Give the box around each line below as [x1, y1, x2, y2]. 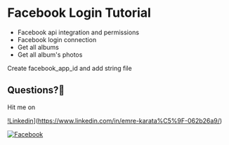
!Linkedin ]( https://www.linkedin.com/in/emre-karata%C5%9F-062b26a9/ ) [7, 116, 223, 125]
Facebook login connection [17, 35, 97, 43]
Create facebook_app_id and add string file [7, 64, 132, 72]
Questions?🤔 [7, 84, 65, 96]
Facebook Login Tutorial [7, 5, 151, 21]
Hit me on [7, 103, 36, 111]
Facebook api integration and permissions [17, 28, 139, 36]
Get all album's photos [17, 50, 83, 59]
